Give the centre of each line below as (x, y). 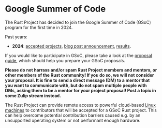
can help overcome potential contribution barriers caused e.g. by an (73, 115)
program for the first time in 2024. (39, 27)
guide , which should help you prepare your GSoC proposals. (65, 60)
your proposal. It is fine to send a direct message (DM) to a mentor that (77, 80)
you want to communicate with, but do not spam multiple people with (76, 85)
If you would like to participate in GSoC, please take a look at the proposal (79, 55)
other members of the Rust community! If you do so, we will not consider (80, 75)
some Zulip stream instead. (33, 96)
